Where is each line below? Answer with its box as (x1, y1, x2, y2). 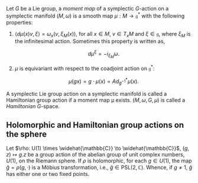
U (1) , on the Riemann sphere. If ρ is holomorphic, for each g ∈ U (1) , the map (6, 157, 192, 164)
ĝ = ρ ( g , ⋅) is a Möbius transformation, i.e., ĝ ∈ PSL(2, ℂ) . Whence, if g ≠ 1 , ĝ (6, 164, 193, 171)
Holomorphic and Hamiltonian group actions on (6, 120, 184, 130)
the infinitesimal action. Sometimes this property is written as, (14, 38, 165, 45)
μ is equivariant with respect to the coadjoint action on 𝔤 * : (14, 64, 155, 72)
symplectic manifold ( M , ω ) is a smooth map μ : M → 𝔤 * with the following (6, 11, 185, 19)
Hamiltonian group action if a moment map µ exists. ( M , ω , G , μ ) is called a (6, 97, 186, 104)
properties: (6, 19, 33, 26)
